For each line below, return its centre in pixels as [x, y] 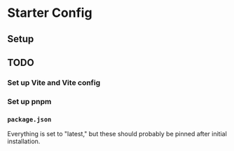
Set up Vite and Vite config [54, 82]
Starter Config [50, 13]
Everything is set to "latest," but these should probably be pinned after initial [117, 134]
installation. [24, 141]
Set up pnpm [29, 101]
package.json [29, 119]
